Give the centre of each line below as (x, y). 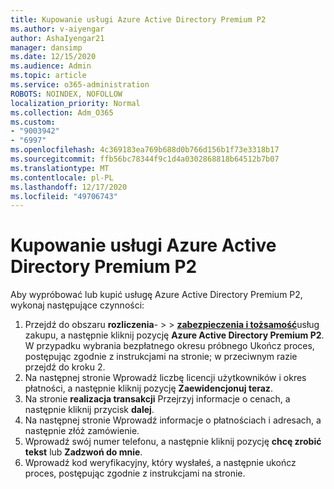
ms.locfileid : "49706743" (64, 196)
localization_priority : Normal (75, 103)
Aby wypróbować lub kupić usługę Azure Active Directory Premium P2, (156, 295)
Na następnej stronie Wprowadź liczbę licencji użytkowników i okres (165, 378)
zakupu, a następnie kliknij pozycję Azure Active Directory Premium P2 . (174, 335)
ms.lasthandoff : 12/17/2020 (69, 187)
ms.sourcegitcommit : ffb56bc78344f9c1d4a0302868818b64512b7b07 (145, 159)
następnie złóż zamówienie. (82, 431)
